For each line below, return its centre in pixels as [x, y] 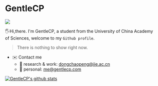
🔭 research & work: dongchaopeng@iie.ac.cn [65, 64]
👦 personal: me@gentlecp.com [50, 69]
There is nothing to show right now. [52, 47]
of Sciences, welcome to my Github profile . [50, 38]
